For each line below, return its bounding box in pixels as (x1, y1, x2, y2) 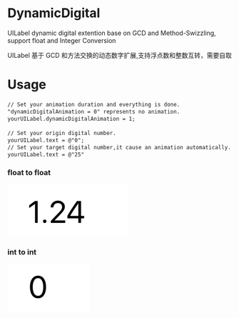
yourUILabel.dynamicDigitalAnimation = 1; (7, 115, 136, 122)
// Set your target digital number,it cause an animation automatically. (7, 144, 232, 151)
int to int (7, 247, 37, 257)
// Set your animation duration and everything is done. (7, 101, 180, 108)
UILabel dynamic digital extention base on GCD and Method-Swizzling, (7, 29, 216, 37)
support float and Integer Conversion (7, 36, 116, 44)
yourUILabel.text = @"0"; (7, 136, 84, 144)
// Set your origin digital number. (7, 129, 116, 136)
